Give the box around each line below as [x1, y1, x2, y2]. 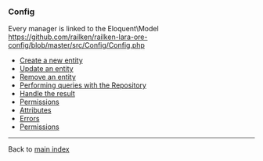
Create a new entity [19, 55, 84, 65]
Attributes [19, 106, 52, 115]
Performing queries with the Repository [19, 80, 147, 90]
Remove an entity [19, 73, 77, 82]
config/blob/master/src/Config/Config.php [8, 41, 145, 50]
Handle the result [19, 89, 76, 98]
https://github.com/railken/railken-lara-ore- [8, 32, 148, 41]
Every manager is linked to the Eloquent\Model [8, 24, 159, 34]
